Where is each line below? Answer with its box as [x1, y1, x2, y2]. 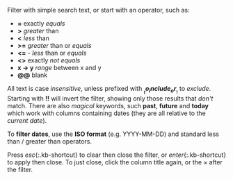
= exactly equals [17, 19, 65, 27]
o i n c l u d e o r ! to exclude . [145, 85, 211, 96]
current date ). [7, 117, 47, 125]
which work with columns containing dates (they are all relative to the [7, 109, 207, 117]
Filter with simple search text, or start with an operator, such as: [7, 6, 190, 14]
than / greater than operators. [7, 137, 93, 146]
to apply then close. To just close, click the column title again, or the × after [7, 158, 223, 167]
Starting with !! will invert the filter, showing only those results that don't [7, 94, 214, 103]
